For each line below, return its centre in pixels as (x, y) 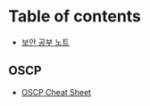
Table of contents (75, 16)
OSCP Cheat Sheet (56, 92)
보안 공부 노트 (45, 42)
